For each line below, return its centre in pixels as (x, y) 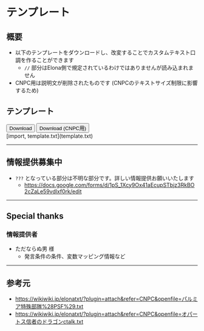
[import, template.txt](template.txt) (49, 136)
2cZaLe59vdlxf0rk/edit (53, 191)
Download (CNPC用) (63, 128)
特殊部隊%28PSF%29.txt (52, 307)
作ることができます (50, 60)
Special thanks (35, 216)
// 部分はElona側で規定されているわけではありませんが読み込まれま (109, 68)
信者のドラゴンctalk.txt (55, 322)
